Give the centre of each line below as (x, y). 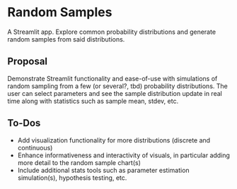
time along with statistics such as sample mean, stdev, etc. (93, 101)
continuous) (35, 147)
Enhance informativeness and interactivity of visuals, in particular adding (123, 155)
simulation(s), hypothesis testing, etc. (72, 178)
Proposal (28, 62)
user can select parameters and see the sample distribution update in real (115, 93)
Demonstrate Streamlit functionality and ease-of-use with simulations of (112, 78)
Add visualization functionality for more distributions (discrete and (114, 140)
